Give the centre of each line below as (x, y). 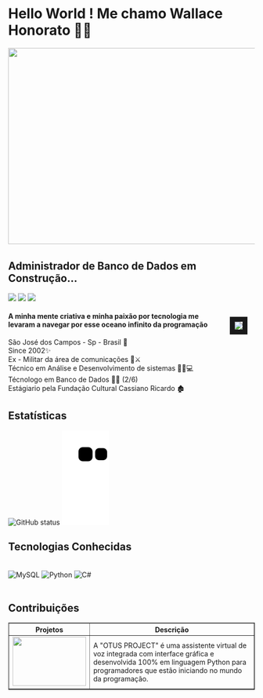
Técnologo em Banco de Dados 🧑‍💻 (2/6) (73, 379)
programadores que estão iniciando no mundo (168, 670)
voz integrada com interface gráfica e (154, 653)
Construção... (43, 278)
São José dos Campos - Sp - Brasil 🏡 (68, 342)
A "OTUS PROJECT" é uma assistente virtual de (170, 645)
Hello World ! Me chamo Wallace (115, 14)
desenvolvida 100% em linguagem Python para (170, 662)
